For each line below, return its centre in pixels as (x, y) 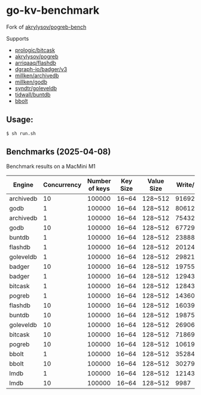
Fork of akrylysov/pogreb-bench (46, 27)
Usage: (20, 120)
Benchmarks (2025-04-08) (59, 152)
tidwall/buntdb (33, 94)
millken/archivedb (37, 75)
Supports (18, 38)
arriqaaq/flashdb (36, 63)
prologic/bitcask (35, 50)
